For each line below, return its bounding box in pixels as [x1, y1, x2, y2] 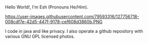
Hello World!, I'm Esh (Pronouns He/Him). [5, 4, 88, 10]
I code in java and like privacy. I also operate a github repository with [5, 28, 143, 34]
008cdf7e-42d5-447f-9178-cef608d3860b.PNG [5, 19, 103, 24]
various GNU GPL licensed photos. [5, 34, 75, 39]
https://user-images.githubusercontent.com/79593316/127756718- [5, 14, 139, 19]
